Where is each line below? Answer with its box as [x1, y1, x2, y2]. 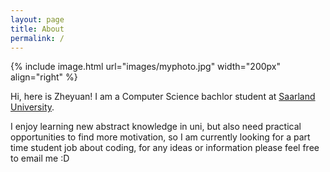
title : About [10, 24, 65, 34]
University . [10, 101, 55, 113]
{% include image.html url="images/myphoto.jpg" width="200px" [10, 61, 281, 73]
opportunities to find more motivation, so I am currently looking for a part [10, 131, 311, 143]
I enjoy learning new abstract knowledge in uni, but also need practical [10, 121, 302, 133]
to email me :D [10, 152, 70, 165]
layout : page [10, 14, 65, 25]
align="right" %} [10, 71, 78, 83]
